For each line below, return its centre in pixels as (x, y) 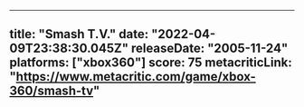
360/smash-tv (52, 91)
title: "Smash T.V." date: (79, 34)
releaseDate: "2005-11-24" (209, 49)
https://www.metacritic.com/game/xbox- (136, 77)
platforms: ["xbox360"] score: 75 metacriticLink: (151, 63)
